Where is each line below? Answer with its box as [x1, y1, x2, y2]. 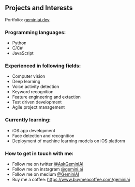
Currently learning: [5, 117, 51, 123]
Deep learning [12, 79, 41, 85]
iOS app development [12, 127, 56, 133]
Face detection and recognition [12, 133, 75, 138]
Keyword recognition [12, 89, 54, 95]
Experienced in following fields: [5, 63, 81, 69]
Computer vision [12, 73, 45, 79]
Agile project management [12, 104, 65, 110]
